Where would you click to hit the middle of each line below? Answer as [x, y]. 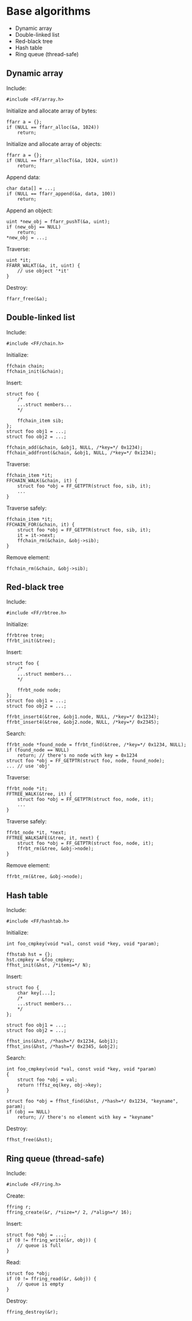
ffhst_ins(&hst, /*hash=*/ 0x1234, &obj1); [62, 1041]
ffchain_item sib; [41, 421]
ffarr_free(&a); [27, 299]
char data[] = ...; [31, 188]
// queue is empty [41, 1284]
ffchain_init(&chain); [35, 371]
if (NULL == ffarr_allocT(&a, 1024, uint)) [62, 160]
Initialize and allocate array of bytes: [52, 111]
